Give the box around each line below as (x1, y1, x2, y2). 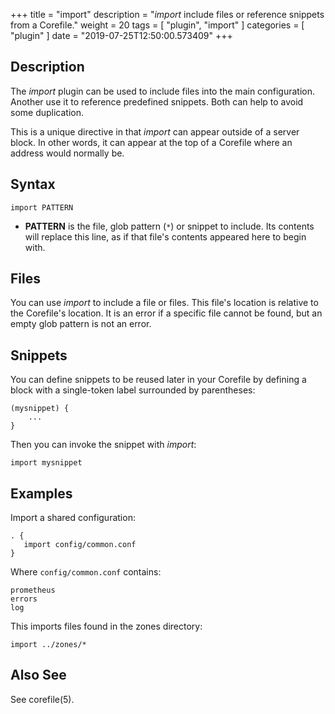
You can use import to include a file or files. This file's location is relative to (10, 297, 319, 309)
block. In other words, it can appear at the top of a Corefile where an (10, 136, 293, 148)
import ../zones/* (10, 640, 87, 650)
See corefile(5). (10, 693, 75, 705)
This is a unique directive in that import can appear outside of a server (10, 125, 300, 138)
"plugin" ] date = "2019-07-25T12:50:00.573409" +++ (10, 30, 233, 41)
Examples (10, 485, 73, 502)
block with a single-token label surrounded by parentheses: (10, 384, 256, 396)
